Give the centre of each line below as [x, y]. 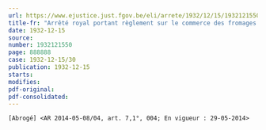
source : [21, 38]
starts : [21, 75]
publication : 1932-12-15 [49, 67]
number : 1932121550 [40, 45]
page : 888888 [30, 52]
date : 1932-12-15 [37, 30]
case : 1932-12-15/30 [42, 60]
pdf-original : [32, 89]
